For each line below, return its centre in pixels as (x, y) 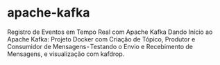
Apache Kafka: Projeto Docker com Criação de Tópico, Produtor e (101, 39)
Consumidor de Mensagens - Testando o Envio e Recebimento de (100, 46)
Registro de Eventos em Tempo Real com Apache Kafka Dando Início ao (110, 32)
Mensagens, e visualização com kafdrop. (66, 54)
